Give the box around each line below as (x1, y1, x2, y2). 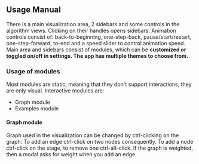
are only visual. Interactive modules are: (6, 87, 105, 94)
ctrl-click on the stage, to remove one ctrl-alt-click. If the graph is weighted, (6, 144, 193, 151)
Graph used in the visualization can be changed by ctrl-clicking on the (6, 132, 179, 139)
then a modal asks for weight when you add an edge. (6, 151, 137, 158)
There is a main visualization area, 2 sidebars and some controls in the (6, 20, 180, 27)
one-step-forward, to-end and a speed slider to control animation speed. (6, 39, 186, 47)
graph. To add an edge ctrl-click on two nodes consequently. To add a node (6, 138, 194, 146)
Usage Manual (6, 5, 61, 15)
